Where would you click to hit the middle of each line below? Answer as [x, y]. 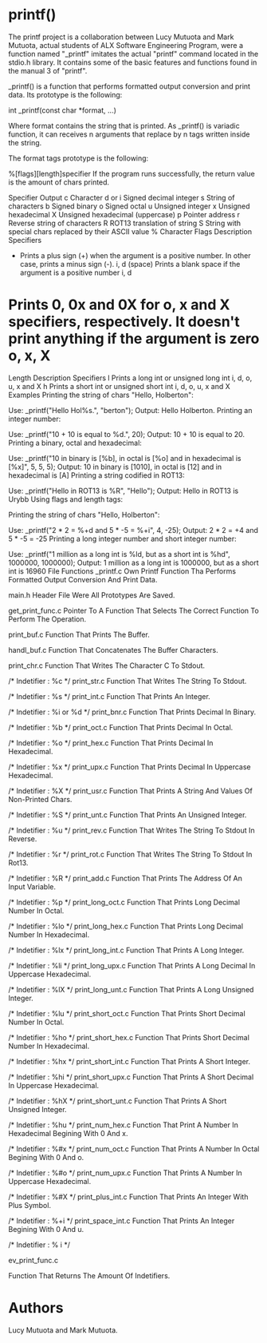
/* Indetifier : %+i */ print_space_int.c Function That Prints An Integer [122, 1221]
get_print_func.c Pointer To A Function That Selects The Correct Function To [133, 610]
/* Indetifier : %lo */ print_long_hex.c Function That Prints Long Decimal [126, 926]
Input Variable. [32, 886]
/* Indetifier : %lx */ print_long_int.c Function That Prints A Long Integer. [126, 950]
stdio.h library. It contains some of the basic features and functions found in [133, 62]
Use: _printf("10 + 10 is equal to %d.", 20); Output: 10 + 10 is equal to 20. [127, 434]
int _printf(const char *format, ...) [63, 110]
